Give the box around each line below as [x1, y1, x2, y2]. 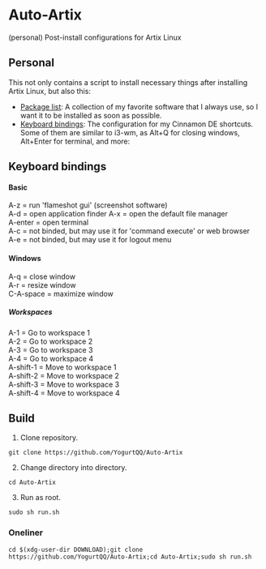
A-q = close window [8, 272, 75, 281]
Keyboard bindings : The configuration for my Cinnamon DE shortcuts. [19, 119, 254, 129]
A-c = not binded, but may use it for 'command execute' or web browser [8, 226, 250, 236]
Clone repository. [19, 433, 79, 443]
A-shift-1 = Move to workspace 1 [8, 362, 117, 372]
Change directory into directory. [19, 463, 127, 473]
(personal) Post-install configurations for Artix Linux [8, 32, 182, 42]
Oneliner [8, 527, 43, 538]
